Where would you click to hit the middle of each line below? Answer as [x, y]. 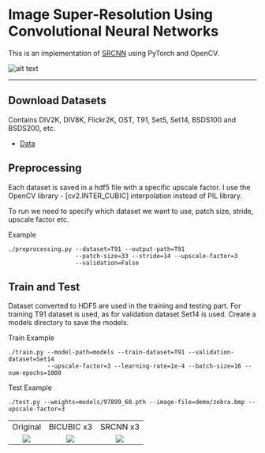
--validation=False [107, 263]
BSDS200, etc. [32, 128]
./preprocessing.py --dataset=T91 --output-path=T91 [97, 249]
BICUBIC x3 [71, 427]
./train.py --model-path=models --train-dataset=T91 [97, 353]
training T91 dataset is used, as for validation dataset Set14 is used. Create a [132, 314]
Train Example [32, 338]
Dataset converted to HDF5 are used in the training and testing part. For [125, 306]
